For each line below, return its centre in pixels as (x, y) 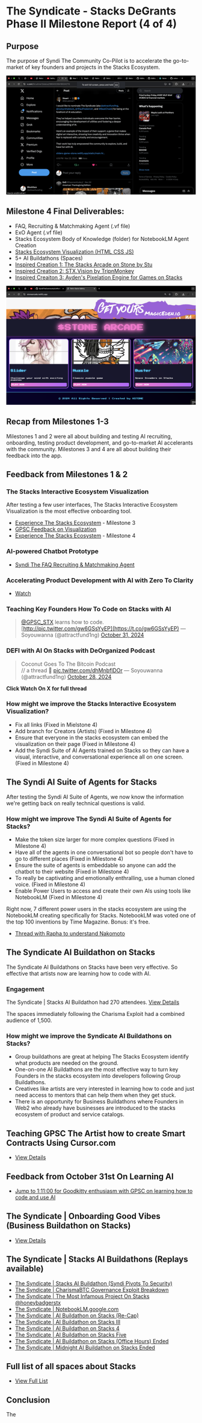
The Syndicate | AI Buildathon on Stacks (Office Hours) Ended (92, 1341)
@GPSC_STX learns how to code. (62, 622)
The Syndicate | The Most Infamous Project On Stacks (82, 1296)
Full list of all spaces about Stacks (71, 1366)
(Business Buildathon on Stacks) (69, 1226)
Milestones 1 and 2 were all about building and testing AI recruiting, (89, 436)
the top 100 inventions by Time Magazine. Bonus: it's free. (78, 922)
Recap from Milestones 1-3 (58, 422)
